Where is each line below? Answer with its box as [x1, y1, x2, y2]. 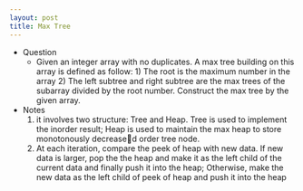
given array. [35, 94, 82, 105]
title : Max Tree [9, 22, 71, 31]
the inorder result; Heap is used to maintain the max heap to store [35, 123, 282, 134]
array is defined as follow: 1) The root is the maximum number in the [35, 65, 290, 77]
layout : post [9, 13, 59, 23]
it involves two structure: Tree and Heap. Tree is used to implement [35, 114, 288, 125]
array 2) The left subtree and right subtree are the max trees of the [35, 75, 286, 86]
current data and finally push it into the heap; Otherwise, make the [35, 162, 284, 173]
